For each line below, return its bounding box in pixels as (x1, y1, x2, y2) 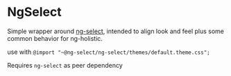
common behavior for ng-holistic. (7, 34, 103, 42)
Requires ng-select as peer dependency (7, 61, 123, 69)
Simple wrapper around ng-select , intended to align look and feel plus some (7, 27, 224, 35)
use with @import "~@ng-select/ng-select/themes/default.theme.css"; (7, 48, 210, 56)
